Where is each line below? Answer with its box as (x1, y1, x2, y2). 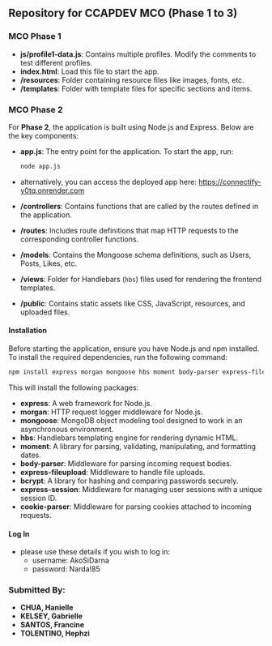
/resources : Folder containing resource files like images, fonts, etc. (19, 75, 244, 84)
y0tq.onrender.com (19, 186, 85, 195)
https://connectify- (198, 177, 261, 186)
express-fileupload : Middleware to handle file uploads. (19, 467, 206, 477)
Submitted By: (8, 584, 66, 596)
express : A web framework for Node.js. (19, 398, 152, 408)
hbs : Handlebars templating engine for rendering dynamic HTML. (19, 433, 239, 443)
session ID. (19, 493, 57, 503)
